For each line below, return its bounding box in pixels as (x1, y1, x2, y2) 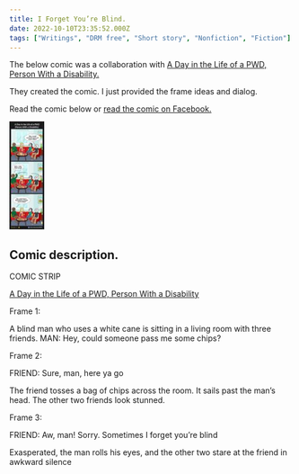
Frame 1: (9, 306, 41, 317)
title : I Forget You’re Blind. (9, 14, 127, 23)
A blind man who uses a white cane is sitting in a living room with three (9, 324, 272, 335)
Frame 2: (9, 351, 42, 362)
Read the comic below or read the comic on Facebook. (9, 103, 212, 114)
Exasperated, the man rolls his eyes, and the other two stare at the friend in (9, 447, 287, 458)
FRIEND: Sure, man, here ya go (9, 368, 124, 379)
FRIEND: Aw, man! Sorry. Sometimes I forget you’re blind (9, 430, 218, 441)
